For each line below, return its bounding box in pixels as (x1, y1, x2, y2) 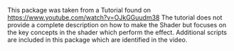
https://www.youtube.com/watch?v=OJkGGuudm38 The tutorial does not (7, 13, 223, 22)
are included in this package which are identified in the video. (7, 36, 188, 44)
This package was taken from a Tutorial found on (7, 6, 151, 14)
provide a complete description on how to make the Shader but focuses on (7, 21, 227, 29)
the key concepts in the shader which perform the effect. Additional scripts (7, 28, 228, 36)
